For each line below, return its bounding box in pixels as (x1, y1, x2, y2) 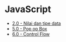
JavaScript (5, 4, 51, 15)
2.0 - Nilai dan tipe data (12, 20, 61, 26)
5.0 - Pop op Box (12, 25, 47, 31)
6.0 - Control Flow (12, 31, 50, 37)
